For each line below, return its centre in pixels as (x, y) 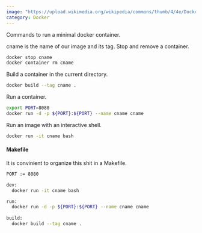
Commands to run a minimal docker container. (63, 34)
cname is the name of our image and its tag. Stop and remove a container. (98, 46)
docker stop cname (29, 57)
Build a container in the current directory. (57, 74)
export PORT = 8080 (28, 108)
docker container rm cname (40, 63)
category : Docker (28, 17)
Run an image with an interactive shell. (54, 125)
